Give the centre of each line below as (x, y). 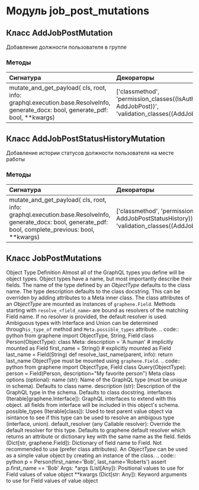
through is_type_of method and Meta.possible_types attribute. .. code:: (93, 329)
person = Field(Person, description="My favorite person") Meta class (91, 374)
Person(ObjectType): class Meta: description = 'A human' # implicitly (90, 342)
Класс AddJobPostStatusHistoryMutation (86, 139)
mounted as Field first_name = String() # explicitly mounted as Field (89, 348)
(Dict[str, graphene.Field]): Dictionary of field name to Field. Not (84, 443)
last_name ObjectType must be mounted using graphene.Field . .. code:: (93, 361)
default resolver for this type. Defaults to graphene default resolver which (96, 430)
